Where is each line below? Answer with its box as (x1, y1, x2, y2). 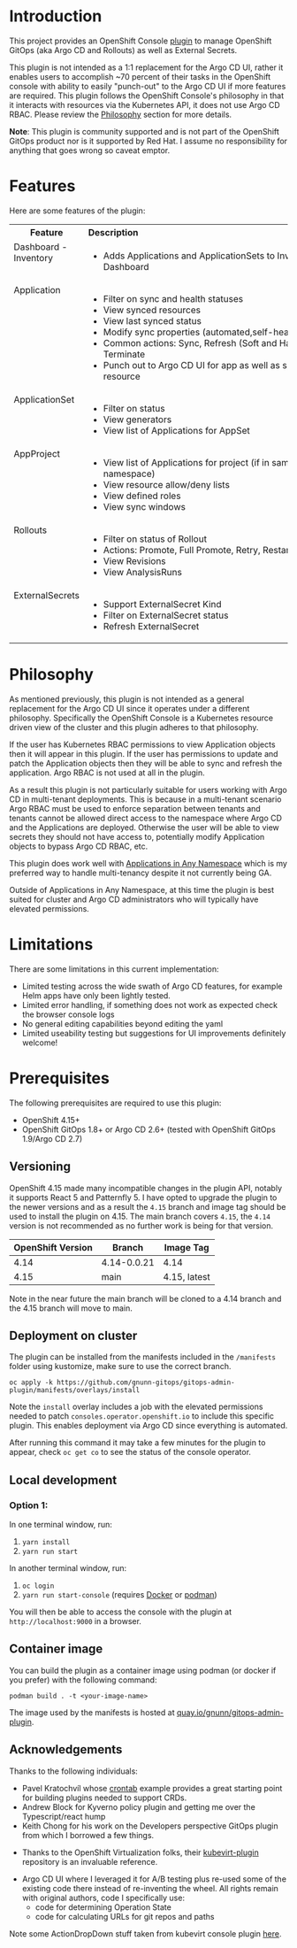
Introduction (9, 6, 103, 27)
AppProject (13, 447, 60, 459)
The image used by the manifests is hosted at (9, 1706, 175, 1718)
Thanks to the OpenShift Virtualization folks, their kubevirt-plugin (21, 1847, 259, 1858)
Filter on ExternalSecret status (103, 609, 229, 621)
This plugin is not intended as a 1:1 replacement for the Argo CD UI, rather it (9, 62, 284, 73)
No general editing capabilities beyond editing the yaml (21, 1018, 224, 1028)
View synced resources (103, 304, 202, 316)
